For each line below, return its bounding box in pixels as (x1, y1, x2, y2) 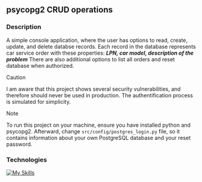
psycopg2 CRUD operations (6, 5, 113, 15)
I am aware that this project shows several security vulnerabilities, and (6, 85, 181, 93)
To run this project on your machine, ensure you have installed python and (6, 121, 191, 129)
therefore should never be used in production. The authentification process (6, 91, 193, 99)
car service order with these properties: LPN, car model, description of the (6, 49, 194, 56)
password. (6, 141, 33, 148)
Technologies (6, 156, 47, 164)
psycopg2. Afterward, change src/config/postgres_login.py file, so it (6, 127, 180, 135)
